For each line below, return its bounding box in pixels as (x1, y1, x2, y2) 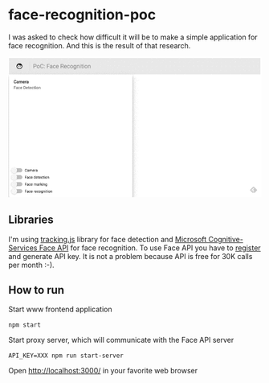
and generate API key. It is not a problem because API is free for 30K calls (8, 251, 253, 261)
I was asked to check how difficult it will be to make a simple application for (8, 32, 259, 42)
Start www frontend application (8, 304, 112, 315)
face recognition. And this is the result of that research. (8, 40, 191, 50)
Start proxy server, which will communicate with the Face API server (8, 336, 234, 345)
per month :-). (8, 260, 55, 270)
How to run (8, 283, 65, 297)
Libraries (8, 213, 54, 227)
